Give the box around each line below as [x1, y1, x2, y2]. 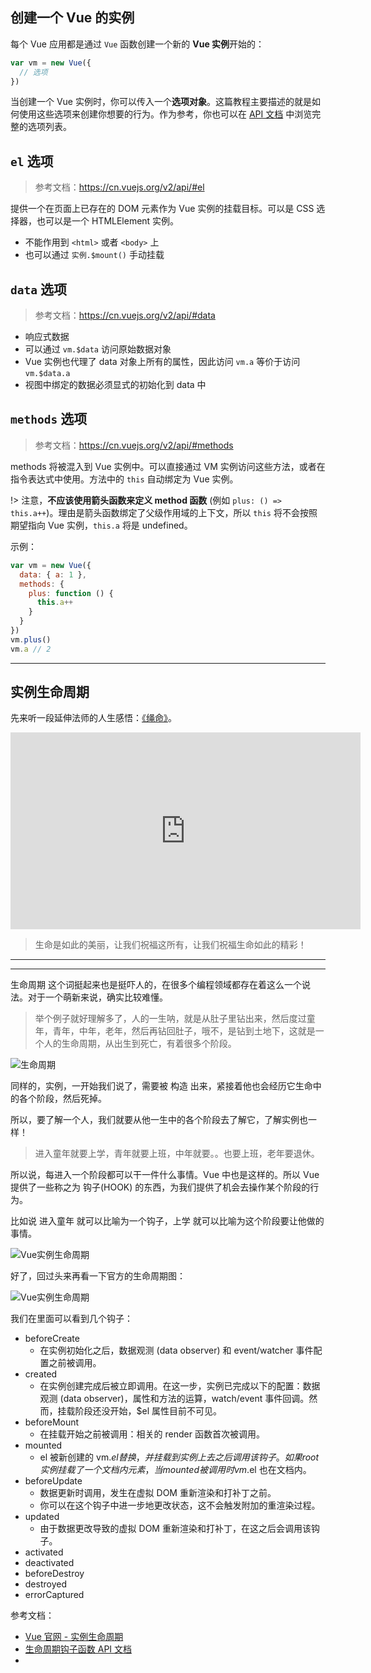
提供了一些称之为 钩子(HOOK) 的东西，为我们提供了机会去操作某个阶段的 [10, 1181, 311, 1193]
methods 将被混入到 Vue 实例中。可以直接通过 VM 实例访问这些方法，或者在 [10, 460, 326, 472]
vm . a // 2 [10, 644, 52, 654]
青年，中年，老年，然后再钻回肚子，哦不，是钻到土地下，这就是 [52, 1025, 316, 1037]
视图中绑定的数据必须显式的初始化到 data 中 [24, 379, 207, 391]
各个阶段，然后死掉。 [18, 1093, 107, 1105]
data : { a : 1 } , [19, 569, 87, 580]
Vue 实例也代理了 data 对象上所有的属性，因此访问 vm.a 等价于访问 [24, 356, 301, 368]
